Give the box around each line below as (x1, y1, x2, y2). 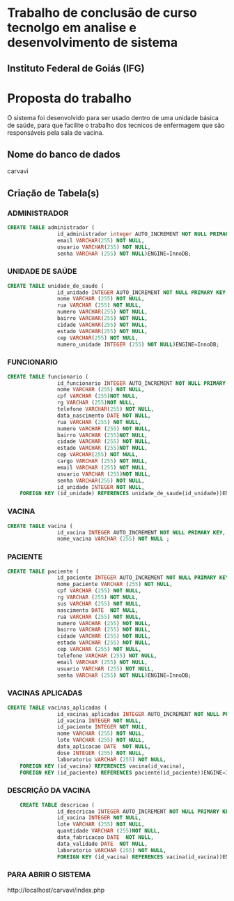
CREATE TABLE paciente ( (7, 568, 79, 575)
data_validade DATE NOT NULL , (56, 840, 148, 847)
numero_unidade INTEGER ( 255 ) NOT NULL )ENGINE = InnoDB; (56, 341, 219, 348)
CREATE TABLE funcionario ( (7, 373, 89, 380)
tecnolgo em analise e (7, 20, 137, 36)
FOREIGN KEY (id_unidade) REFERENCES (19, 490, 130, 497)
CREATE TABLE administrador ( (7, 224, 95, 231)
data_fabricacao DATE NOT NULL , (56, 834, 155, 841)
